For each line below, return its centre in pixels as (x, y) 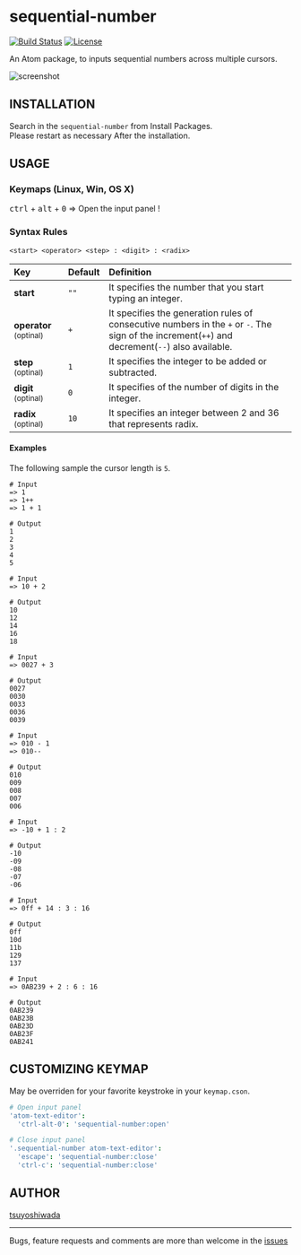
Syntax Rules (39, 232)
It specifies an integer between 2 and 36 (194, 413)
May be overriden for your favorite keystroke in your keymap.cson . (130, 1091)
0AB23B (21, 1018)
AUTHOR (35, 1194)
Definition (130, 272)
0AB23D (21, 1026)
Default (84, 272)
